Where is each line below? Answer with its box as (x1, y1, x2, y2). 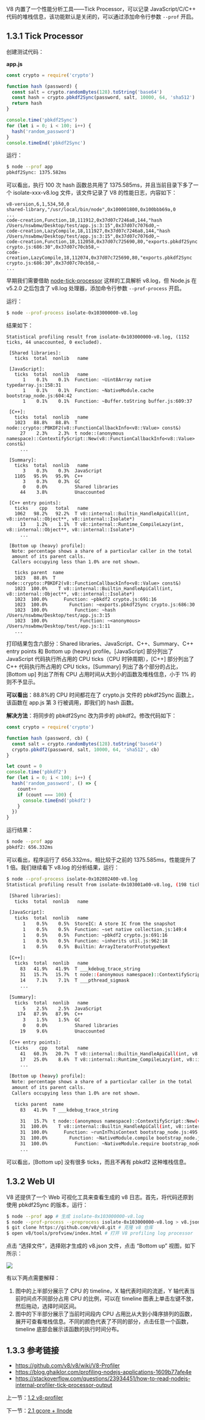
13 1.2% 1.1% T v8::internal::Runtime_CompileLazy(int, (20, 521, 184, 528)
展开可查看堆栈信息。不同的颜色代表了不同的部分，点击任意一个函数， (15, 1318, 192, 1325)
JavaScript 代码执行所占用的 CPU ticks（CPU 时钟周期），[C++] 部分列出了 (6, 656, 195, 663)
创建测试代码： (6, 48, 44, 55)
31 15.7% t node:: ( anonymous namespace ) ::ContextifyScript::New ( (20, 1118, 198, 1124)
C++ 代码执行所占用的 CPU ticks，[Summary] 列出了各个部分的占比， (6, 663, 182, 670)
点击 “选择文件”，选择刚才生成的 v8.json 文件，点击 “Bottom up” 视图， (6, 1242, 185, 1250)
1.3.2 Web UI (6, 1176, 55, 1187)
